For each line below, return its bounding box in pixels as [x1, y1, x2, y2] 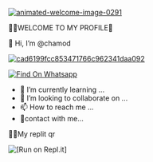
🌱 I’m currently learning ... [19, 85, 105, 94]
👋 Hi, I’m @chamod [8, 38, 72, 48]
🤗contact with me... [19, 114, 84, 123]
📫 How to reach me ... [19, 102, 94, 112]
